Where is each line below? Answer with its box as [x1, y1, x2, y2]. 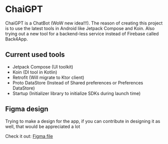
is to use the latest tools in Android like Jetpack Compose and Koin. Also [5, 25, 155, 31]
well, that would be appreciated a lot [5, 123, 80, 129]
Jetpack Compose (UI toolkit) [12, 63, 74, 69]
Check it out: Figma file [5, 133, 53, 139]
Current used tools [5, 50, 65, 59]
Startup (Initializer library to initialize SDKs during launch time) [12, 90, 141, 96]
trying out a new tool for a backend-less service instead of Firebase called [5, 30, 159, 36]
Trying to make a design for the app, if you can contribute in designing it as [5, 118, 160, 124]
